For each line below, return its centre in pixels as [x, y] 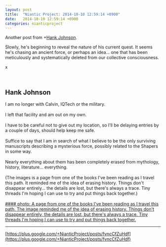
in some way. [19, 152]
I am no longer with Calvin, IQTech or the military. [55, 104]
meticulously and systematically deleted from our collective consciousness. [82, 58]
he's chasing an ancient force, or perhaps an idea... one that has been [77, 52]
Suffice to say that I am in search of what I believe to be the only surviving [80, 141]
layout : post [19, 10]
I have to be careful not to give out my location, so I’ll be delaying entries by [82, 125]
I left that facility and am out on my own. [46, 115]
